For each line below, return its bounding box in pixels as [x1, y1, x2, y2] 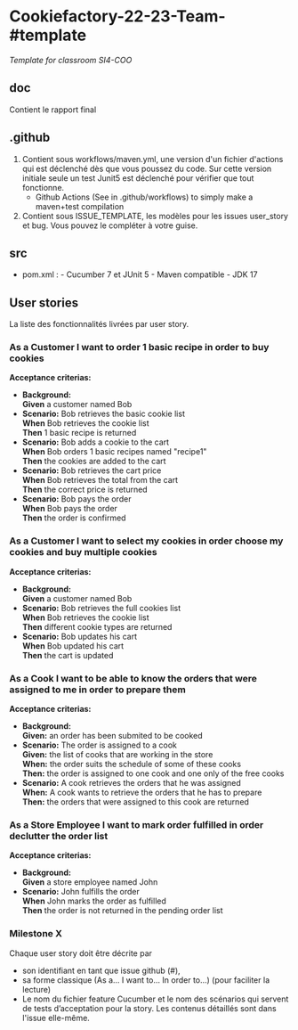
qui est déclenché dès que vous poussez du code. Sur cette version [21, 163, 272, 174]
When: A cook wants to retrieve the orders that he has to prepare [21, 787, 262, 798]
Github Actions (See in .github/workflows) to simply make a [35, 192, 254, 202]
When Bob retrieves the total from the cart [21, 475, 179, 486]
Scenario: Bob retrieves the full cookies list [21, 602, 181, 613]
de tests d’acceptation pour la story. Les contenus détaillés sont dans [21, 1002, 278, 1013]
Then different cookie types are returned [21, 621, 173, 632]
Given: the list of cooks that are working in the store [21, 749, 213, 760]
